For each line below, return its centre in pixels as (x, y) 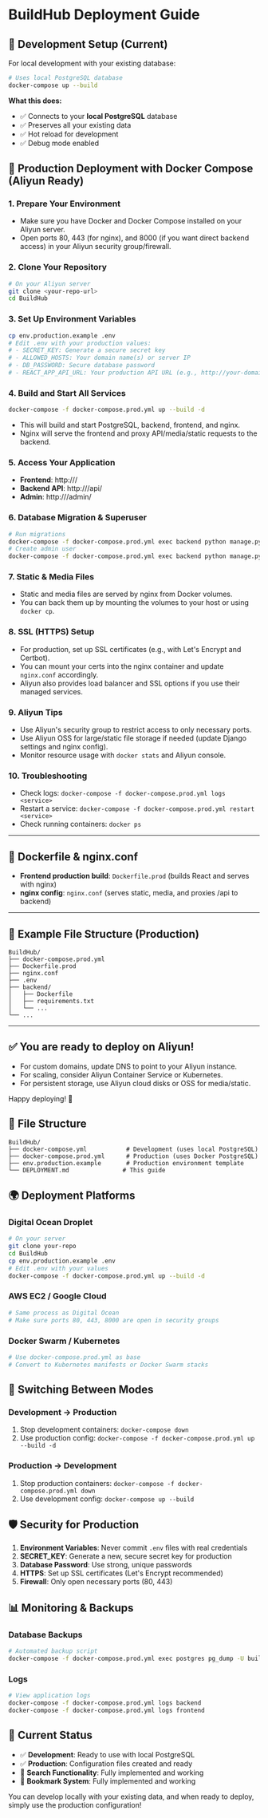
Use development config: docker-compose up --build (107, 1499)
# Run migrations (37, 534)
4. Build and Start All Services (67, 393)
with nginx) (38, 884)
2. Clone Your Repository (58, 267)
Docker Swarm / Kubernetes (64, 1341)
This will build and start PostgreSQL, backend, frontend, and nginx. (130, 425)
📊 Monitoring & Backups (71, 1608)
